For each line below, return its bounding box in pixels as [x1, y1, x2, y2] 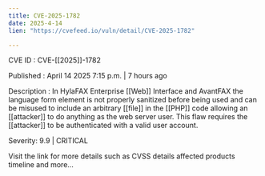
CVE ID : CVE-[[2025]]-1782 [8, 55, 102, 65]
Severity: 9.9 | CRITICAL [8, 136, 88, 146]
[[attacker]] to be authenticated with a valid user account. [8, 121, 199, 130]
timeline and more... [8, 160, 74, 170]
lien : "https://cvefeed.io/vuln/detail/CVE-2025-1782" [8, 26, 195, 34]
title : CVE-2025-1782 [8, 11, 81, 20]
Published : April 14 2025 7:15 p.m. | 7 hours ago [8, 71, 168, 81]
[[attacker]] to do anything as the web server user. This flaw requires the [8, 112, 248, 122]
